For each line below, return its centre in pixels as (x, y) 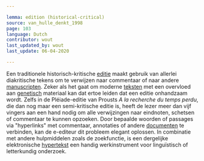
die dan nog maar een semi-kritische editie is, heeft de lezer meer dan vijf (99, 106)
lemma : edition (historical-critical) (55, 17)
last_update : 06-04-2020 (38, 51)
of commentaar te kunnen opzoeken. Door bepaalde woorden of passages (100, 118)
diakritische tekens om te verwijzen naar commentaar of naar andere (93, 80)
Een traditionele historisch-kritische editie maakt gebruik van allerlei (92, 74)
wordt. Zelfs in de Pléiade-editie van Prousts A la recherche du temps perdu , (102, 99)
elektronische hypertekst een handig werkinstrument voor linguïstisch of (97, 145)
